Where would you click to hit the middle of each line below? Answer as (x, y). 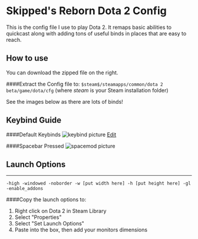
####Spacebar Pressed (35, 146)
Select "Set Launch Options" (49, 224)
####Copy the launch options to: (46, 199)
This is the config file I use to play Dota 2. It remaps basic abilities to (89, 27)
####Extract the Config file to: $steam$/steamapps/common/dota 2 (85, 84)
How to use (27, 58)
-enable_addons (25, 189)
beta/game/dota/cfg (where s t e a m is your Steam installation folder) (88, 90)
